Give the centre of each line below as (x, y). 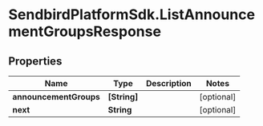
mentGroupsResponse (85, 31)
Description (169, 83)
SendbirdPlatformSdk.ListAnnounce (131, 15)
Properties (35, 61)
